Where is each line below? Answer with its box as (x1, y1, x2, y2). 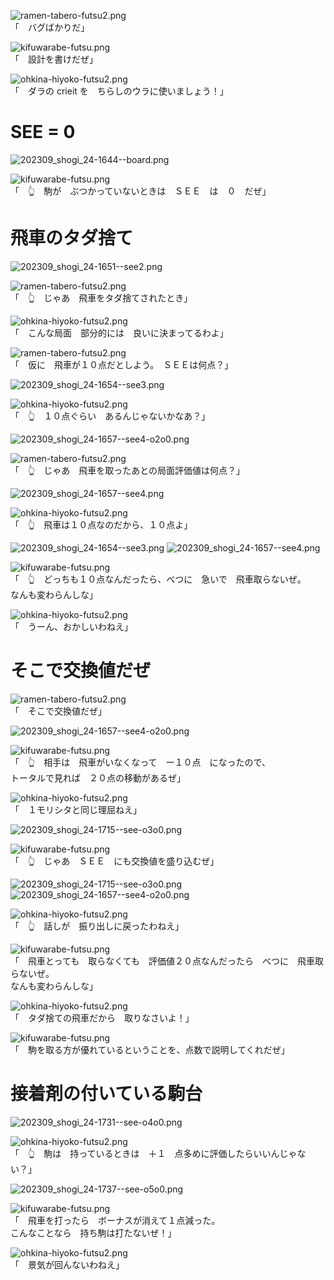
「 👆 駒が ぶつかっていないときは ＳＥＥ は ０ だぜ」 (10, 185, 272, 197)
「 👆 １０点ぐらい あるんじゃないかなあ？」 (10, 410, 211, 422)
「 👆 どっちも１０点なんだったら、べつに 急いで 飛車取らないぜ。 (10, 573, 307, 585)
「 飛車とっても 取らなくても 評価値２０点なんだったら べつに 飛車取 (10, 955, 325, 967)
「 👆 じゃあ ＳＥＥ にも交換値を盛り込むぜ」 (10, 855, 220, 867)
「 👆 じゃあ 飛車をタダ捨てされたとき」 (10, 291, 193, 304)
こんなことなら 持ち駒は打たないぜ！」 (10, 1226, 177, 1239)
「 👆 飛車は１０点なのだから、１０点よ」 (10, 518, 193, 530)
